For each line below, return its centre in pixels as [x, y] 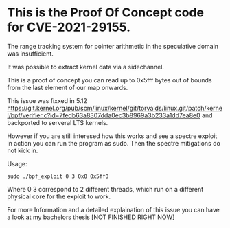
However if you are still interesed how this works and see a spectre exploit [112, 136]
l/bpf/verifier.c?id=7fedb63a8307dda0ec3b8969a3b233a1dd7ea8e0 [104, 115]
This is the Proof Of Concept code [106, 13]
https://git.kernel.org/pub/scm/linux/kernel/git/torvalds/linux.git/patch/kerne [115, 108]
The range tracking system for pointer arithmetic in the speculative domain [113, 46]
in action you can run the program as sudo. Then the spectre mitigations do [114, 143]
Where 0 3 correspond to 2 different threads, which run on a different [105, 189]
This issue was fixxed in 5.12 [47, 100]
